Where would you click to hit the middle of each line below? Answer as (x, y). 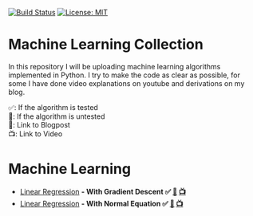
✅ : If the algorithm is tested (53, 107)
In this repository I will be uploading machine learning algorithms (115, 66)
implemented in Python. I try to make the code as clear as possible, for (125, 75)
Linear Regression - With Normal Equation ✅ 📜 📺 (101, 203)
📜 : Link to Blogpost (39, 124)
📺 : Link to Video (36, 134)
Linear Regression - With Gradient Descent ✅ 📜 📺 (103, 191)
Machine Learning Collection (106, 45)
